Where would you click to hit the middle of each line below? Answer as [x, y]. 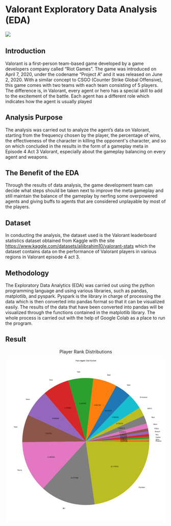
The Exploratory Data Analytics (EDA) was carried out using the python [80, 285]
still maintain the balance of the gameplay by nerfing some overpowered [81, 196]
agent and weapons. [27, 157]
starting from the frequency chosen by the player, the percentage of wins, [83, 135]
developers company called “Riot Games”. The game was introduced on [81, 69]
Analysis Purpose [34, 118]
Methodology [27, 273]
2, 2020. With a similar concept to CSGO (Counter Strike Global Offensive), [84, 80]
